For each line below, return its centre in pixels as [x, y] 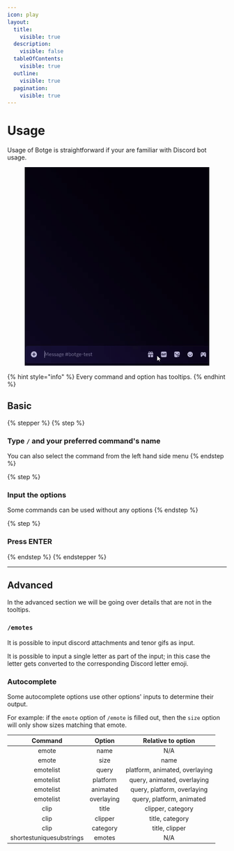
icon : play [23, 15]
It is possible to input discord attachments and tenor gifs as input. [101, 642]
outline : [26, 73]
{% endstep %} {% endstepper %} [57, 556]
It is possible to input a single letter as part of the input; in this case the [109, 656]
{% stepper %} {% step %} [46, 423]
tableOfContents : [39, 59]
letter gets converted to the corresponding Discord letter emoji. [98, 663]
